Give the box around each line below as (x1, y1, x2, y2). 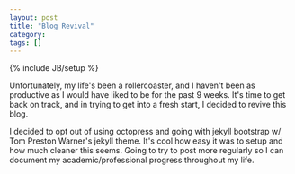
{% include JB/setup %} (9, 63, 99, 74)
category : (9, 30, 47, 39)
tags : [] (9, 38, 42, 48)
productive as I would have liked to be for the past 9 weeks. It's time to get (9, 90, 286, 100)
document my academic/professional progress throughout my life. (9, 154, 255, 166)
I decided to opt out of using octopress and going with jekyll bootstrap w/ (9, 126, 282, 137)
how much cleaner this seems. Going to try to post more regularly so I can (9, 145, 284, 156)
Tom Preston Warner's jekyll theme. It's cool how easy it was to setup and (9, 135, 283, 146)
